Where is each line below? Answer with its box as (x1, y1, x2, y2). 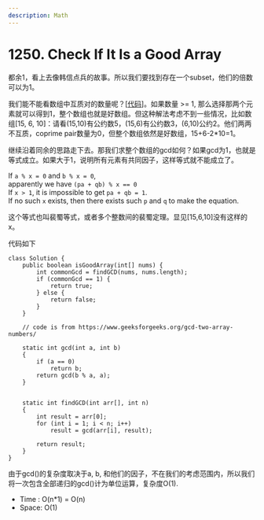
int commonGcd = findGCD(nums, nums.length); (36, 268, 189, 276)
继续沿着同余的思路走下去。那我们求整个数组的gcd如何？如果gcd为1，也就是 (8, 145, 257, 154)
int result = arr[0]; (36, 412, 108, 421)
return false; (49, 296, 97, 304)
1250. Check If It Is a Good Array (8, 45, 222, 63)
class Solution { (8, 254, 65, 262)
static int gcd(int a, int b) (22, 344, 122, 352)
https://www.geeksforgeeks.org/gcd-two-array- (78, 323, 234, 331)
